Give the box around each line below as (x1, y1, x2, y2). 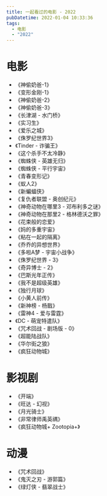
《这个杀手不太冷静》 (15, 150, 68, 157)
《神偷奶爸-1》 (15, 81, 52, 88)
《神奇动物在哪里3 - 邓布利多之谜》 (15, 203, 104, 210)
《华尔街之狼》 (15, 340, 53, 347)
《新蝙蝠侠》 (15, 188, 47, 195)
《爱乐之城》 (15, 127, 47, 134)
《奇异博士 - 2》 (15, 264, 56, 271)
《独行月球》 (15, 287, 47, 294)
